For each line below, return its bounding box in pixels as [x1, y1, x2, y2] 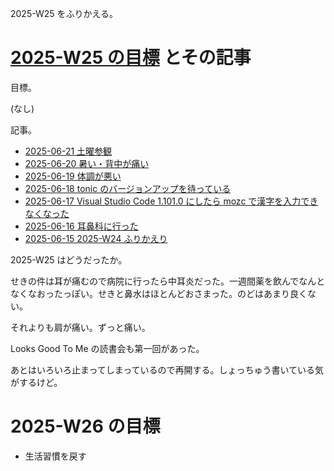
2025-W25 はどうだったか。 [10, 253, 128, 266]
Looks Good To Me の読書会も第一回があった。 [10, 342, 205, 354]
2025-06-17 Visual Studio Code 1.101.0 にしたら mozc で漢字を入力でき [24, 195, 319, 207]
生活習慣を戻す [24, 450, 87, 462]
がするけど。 [10, 376, 63, 388]
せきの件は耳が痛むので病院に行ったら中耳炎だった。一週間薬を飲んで [10, 275, 300, 287]
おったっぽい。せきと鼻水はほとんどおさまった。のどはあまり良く [36, 287, 308, 299]
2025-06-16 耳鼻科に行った [24, 220, 139, 232]
